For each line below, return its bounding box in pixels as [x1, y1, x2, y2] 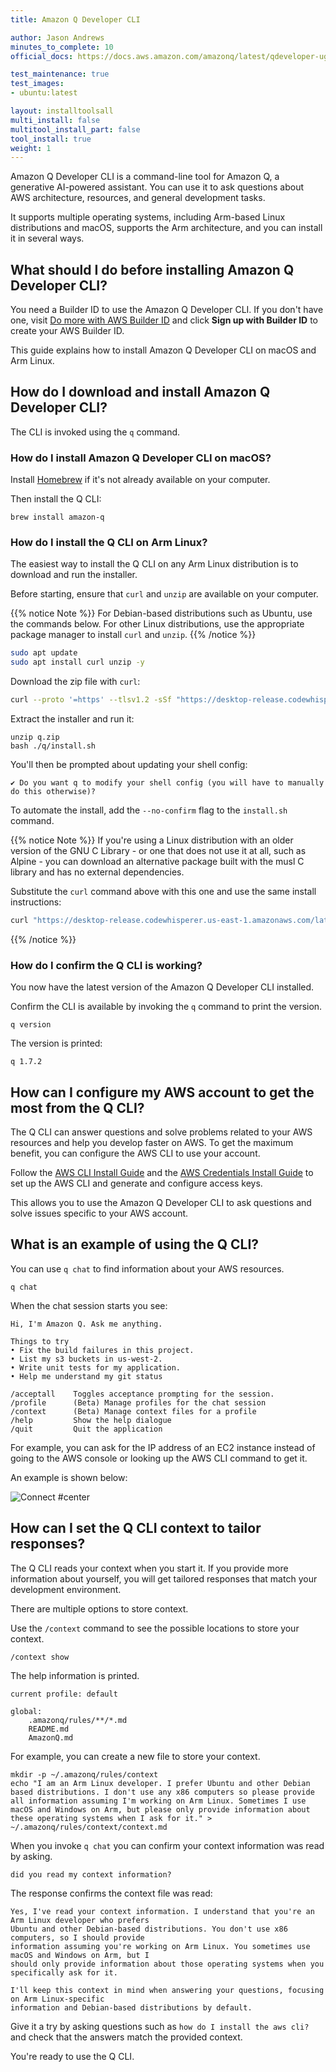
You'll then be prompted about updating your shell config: [10, 759, 248, 771]
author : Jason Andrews [10, 32, 105, 43]
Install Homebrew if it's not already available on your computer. [10, 474, 271, 486]
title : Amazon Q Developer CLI [10, 14, 141, 25]
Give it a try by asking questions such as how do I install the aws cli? [10, 2020, 310, 2032]
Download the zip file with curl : [10, 676, 141, 688]
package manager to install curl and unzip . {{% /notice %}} [10, 629, 257, 641]
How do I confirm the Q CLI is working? [10, 958, 203, 972]
